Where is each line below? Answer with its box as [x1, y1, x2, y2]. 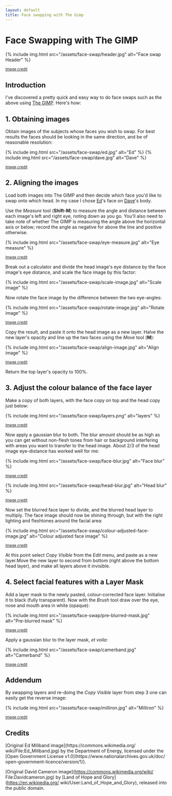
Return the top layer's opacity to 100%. [5, 368, 88, 375]
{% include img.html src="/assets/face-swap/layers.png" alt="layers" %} [5, 412, 160, 419]
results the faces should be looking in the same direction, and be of [5, 134, 148, 140]
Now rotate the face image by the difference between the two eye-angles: [5, 294, 162, 300]
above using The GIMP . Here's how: [5, 100, 81, 106]
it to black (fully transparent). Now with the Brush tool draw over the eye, [5, 597, 159, 603]
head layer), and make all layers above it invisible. [5, 563, 110, 569]
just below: [5, 403, 29, 409]
